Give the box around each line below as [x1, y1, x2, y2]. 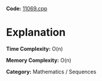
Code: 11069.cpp [6, 5, 48, 12]
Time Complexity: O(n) [6, 45, 63, 52]
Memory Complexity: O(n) [6, 56, 72, 64]
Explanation [6, 26, 66, 39]
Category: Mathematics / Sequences [6, 68, 97, 75]
